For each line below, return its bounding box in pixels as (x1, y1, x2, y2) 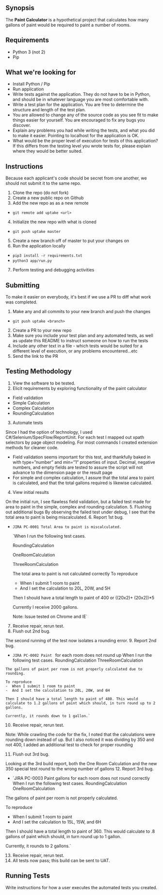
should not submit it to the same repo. (5, 180, 81, 186)
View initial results (12, 489, 49, 495)
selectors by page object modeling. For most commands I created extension (5, 439, 158, 445)
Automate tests (12, 420, 43, 425)
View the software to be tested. (12, 380, 76, 386)
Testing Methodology (5, 367, 72, 376)
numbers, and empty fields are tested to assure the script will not (12, 464, 143, 470)
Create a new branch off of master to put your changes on (12, 238, 130, 244)
